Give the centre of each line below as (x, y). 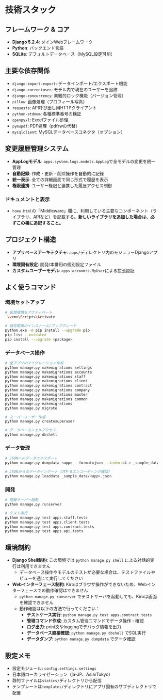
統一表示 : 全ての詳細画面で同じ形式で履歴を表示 (60, 179)
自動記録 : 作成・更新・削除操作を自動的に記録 (58, 173)
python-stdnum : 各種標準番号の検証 (47, 114)
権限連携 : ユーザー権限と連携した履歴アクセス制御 (62, 185)
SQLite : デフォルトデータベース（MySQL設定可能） (64, 54)
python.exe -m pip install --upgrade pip (48, 330)
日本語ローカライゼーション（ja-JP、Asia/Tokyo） (62, 674)
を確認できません (36, 602)
